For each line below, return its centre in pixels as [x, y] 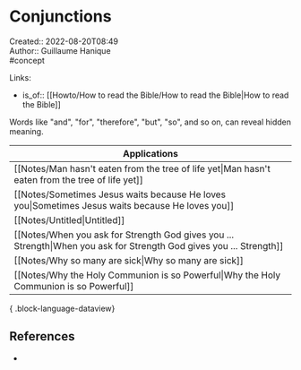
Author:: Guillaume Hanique [60, 50]
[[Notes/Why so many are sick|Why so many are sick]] [129, 260]
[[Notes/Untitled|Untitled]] [69, 219]
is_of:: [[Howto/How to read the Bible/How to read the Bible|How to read [155, 95]
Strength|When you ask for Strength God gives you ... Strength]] [149, 245]
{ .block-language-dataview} [62, 308]
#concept [27, 60]
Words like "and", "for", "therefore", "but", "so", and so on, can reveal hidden [150, 122]
